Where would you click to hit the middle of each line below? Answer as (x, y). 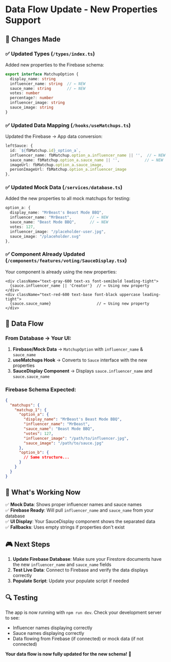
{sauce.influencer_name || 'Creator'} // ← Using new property (80, 286)
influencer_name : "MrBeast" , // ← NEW (59, 218)
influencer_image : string (38, 103)
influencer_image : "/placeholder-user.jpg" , (58, 232)
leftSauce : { (19, 146)
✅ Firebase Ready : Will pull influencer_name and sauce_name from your (80, 510)
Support (23, 20)
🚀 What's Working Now (43, 493)
